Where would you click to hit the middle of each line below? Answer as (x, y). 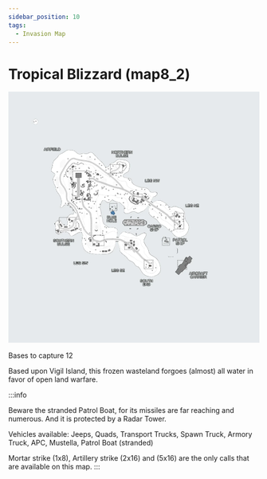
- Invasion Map (41, 33)
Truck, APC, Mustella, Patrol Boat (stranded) (81, 443)
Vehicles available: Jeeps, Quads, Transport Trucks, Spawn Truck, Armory (130, 434)
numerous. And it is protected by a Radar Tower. (88, 419)
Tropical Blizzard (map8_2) (99, 74)
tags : (17, 25)
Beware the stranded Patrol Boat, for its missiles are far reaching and (121, 410)
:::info (18, 395)
